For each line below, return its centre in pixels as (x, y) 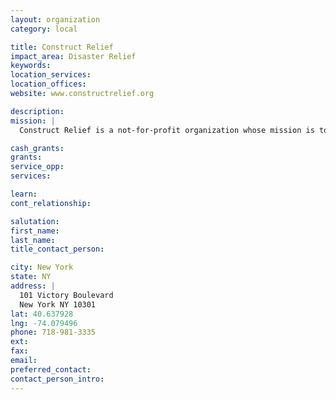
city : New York (42, 267)
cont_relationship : (51, 203)
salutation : (35, 221)
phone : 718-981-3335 (53, 332)
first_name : (35, 231)
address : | (33, 286)
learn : (24, 194)
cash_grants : (37, 148)
